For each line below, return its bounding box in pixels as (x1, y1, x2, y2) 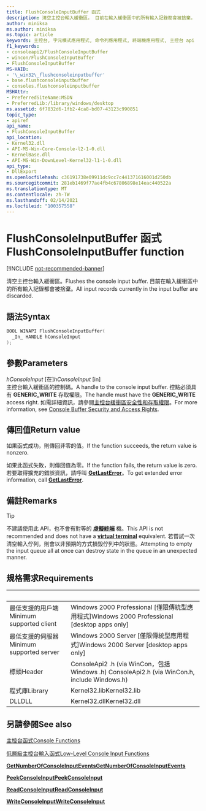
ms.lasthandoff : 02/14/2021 (6, 197, 78, 203)
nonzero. (6, 449, 29, 456)
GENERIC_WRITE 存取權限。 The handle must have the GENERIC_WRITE (13, 391, 196, 398)
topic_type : (6, 112, 37, 118)
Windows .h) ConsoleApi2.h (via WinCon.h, (70, 668, 195, 676)
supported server (9, 648, 59, 656)
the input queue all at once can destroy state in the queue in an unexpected (6, 547, 197, 555)
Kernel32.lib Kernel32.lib (70, 686, 141, 694)
